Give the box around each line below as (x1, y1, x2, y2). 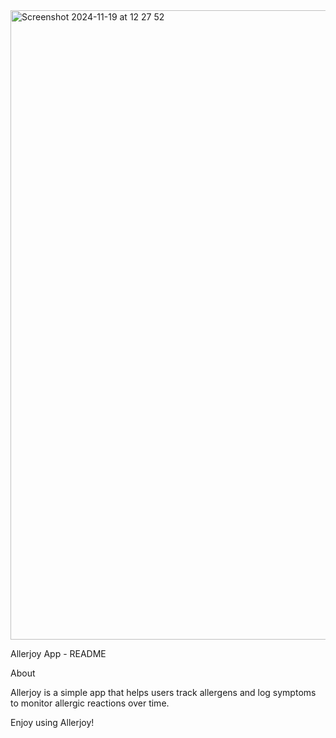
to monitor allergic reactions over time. (10, 697, 170, 709)
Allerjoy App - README (10, 648, 107, 659)
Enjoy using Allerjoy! (10, 717, 95, 728)
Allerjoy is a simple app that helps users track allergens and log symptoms (10, 687, 317, 698)
